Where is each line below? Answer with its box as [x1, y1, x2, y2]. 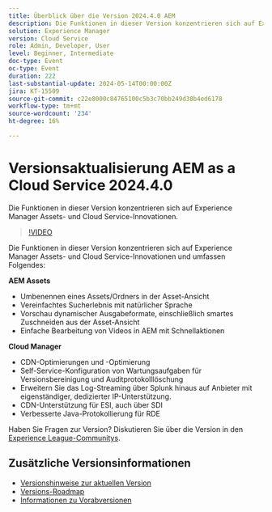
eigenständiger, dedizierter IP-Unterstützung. [19, 391, 172, 401]
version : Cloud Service [8, 34, 89, 43]
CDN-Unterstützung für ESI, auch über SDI [19, 400, 164, 409]
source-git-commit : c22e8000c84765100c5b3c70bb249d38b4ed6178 [8, 95, 223, 103]
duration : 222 [8, 72, 57, 80]
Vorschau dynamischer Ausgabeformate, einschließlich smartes [19, 308, 234, 318]
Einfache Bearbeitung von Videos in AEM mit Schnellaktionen [19, 325, 225, 336]
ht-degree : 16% [8, 117, 60, 125]
